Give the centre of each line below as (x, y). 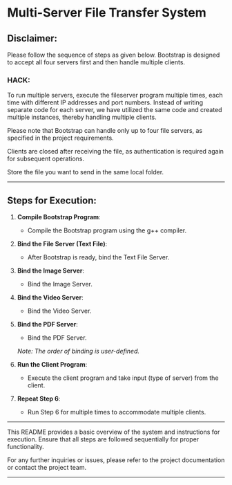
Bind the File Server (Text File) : (62, 244)
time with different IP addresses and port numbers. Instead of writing (105, 102)
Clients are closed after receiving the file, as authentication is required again (116, 152)
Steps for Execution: (52, 200)
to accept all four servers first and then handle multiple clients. (96, 62)
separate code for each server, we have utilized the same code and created (115, 110)
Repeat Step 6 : (39, 399)
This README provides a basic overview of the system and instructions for (114, 432)
